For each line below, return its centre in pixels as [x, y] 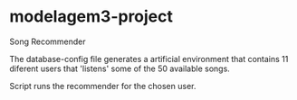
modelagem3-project [91, 17]
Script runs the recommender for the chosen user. [103, 86]
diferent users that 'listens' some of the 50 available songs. [120, 68]
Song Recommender [48, 41]
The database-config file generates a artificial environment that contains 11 [149, 59]
